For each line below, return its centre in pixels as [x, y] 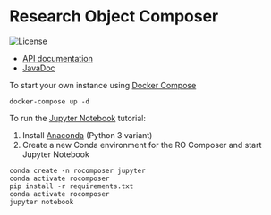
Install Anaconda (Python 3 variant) [87, 135]
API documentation [58, 58]
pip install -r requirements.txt [72, 186]
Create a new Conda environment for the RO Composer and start [142, 145]
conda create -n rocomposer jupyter [77, 170]
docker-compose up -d [50, 101]
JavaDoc [38, 68]
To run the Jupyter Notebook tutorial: [77, 118]
